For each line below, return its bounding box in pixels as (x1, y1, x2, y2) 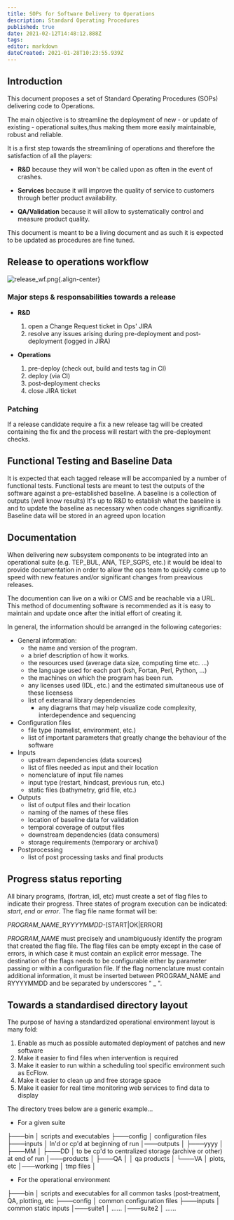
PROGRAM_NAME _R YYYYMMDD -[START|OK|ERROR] (7, 920, 163, 929)
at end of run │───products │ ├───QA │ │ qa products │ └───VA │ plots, (7, 1155, 226, 1163)
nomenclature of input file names (27, 771, 124, 779)
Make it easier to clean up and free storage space (17, 1077, 161, 1085)
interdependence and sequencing (38, 711, 137, 719)
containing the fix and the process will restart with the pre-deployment (7, 428, 212, 436)
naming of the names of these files (27, 808, 129, 816)
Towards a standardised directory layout (7, 999, 188, 1011)
